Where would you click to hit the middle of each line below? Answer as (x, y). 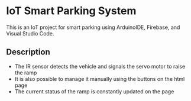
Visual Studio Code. (30, 33)
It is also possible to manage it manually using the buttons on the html (100, 79)
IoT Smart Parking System (71, 11)
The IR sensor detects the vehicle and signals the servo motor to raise (100, 66)
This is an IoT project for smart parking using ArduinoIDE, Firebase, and (93, 27)
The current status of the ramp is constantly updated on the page (94, 91)
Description (28, 52)
